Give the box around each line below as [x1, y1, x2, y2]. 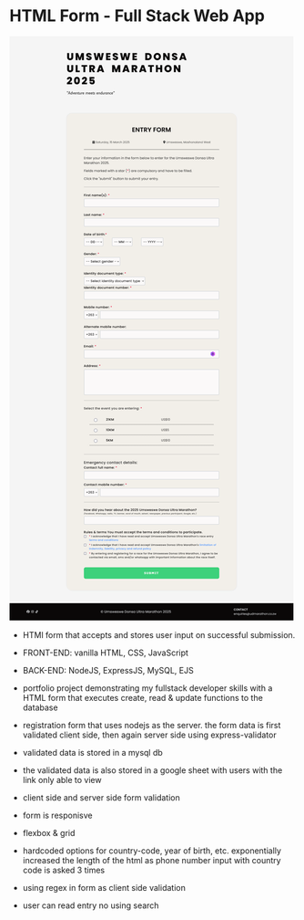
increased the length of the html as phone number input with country [22, 854, 281, 865]
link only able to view [22, 774, 102, 785]
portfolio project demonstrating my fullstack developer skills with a [22, 682, 273, 694]
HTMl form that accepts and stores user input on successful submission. [22, 629, 296, 640]
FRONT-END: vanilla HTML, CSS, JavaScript [22, 647, 189, 658]
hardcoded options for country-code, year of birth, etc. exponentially [22, 845, 282, 856]
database [22, 702, 58, 713]
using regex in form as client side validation [22, 882, 187, 893]
